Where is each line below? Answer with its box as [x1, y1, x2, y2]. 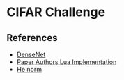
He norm [16, 65, 42, 73]
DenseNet [16, 50, 46, 58]
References [6, 32, 58, 44]
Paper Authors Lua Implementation [16, 58, 117, 66]
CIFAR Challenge [6, 4, 106, 20]
